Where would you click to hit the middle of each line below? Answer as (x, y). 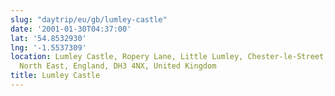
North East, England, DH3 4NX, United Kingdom (118, 66)
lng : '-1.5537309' (48, 47)
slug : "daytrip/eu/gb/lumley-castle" (89, 19)
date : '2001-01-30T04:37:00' (71, 29)
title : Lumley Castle (55, 76)
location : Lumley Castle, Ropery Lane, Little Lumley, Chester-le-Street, (169, 57)
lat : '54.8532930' (48, 38)
